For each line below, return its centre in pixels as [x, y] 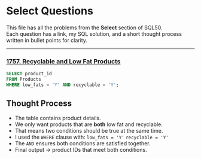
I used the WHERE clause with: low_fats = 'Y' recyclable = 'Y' [92, 137]
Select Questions [50, 11]
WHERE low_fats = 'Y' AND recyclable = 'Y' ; [63, 85]
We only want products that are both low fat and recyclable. [89, 124]
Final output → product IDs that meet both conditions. [81, 149]
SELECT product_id [29, 74]
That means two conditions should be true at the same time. [89, 130]
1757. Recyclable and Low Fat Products [63, 61]
